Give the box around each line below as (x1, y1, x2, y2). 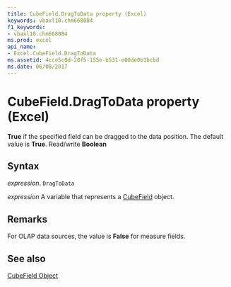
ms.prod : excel (7, 37, 52, 44)
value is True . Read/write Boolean (7, 140, 107, 148)
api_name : (7, 43, 37, 50)
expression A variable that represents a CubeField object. (7, 193, 174, 201)
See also (7, 252, 46, 264)
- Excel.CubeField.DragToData (7, 50, 97, 57)
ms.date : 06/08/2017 (7, 63, 69, 70)
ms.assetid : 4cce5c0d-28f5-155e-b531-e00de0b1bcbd (7, 57, 160, 64)
